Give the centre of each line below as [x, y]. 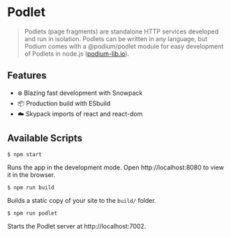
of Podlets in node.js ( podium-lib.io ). [77, 54]
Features [27, 76]
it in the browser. [31, 174]
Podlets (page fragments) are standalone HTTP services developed [121, 31]
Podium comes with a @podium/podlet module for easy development [124, 46]
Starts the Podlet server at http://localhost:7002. [77, 226]
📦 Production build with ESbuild [64, 103]
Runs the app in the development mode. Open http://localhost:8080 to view [116, 167]
